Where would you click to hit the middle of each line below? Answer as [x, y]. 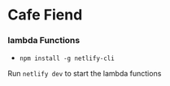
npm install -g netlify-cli [67, 58]
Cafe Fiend [45, 15]
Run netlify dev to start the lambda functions [85, 74]
